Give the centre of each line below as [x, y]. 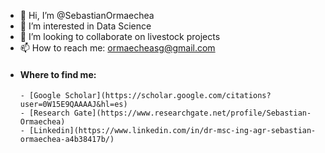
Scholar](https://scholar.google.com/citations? [168, 96]
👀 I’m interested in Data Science [85, 26]
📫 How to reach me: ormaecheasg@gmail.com [117, 48]
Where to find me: [58, 74]
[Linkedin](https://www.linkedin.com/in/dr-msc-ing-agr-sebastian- [173, 131]
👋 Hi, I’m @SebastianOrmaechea [87, 15]
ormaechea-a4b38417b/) [67, 140]
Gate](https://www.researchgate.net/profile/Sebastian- [192, 113]
